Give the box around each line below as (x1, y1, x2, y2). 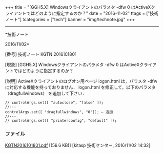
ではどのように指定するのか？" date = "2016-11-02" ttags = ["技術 (26, 10, 159, 16)
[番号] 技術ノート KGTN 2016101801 (5, 51, 77, 57)
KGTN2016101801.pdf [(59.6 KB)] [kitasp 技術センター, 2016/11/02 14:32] (5, 142, 151, 148)
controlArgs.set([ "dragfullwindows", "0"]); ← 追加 (5, 109, 113, 114)
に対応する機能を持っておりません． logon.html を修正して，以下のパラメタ (5, 85, 156, 90)
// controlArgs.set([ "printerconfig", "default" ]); (5, 118, 117, 123)
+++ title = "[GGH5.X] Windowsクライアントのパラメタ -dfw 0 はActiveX (5, 4, 151, 10)
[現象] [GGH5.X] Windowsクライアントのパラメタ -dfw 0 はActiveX (5, 62, 140, 67)
